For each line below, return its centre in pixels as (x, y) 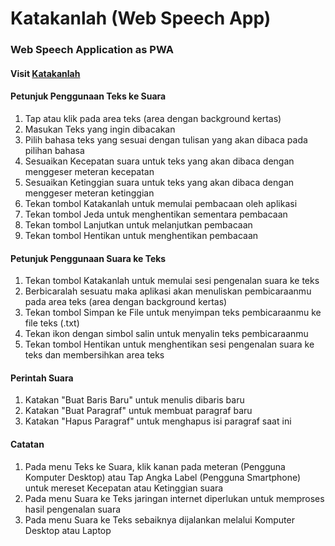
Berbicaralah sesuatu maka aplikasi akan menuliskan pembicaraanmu (168, 291)
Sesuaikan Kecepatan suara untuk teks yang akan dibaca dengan (159, 161)
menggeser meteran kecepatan (89, 171)
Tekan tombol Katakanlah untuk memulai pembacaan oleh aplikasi (161, 203)
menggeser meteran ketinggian (89, 193)
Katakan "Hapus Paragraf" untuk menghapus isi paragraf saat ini (158, 421)
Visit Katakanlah (45, 73)
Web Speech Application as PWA (92, 50)
